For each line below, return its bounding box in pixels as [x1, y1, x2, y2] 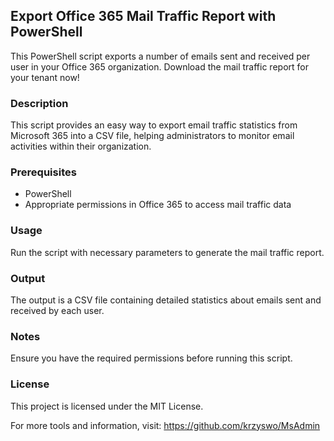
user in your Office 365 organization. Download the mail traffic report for [10, 60, 309, 73]
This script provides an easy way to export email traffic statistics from [10, 119, 298, 131]
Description [10, 96, 69, 110]
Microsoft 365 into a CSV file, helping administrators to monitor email [10, 130, 295, 142]
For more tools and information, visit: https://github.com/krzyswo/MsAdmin [10, 419, 321, 431]
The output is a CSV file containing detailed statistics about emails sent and [10, 294, 322, 306]
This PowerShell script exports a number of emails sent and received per [10, 50, 311, 62]
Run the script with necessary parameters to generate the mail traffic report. [10, 246, 325, 258]
